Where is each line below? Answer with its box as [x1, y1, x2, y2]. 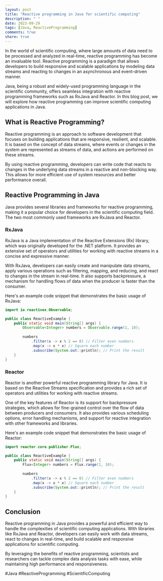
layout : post [5, 7, 32, 12]
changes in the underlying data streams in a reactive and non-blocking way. [5, 166, 157, 172]
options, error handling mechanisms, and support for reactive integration [5, 415, 151, 421]
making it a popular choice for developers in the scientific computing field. [5, 209, 154, 215]
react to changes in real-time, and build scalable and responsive [5, 536, 134, 542]
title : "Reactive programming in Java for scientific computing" [5, 12, 140, 17]
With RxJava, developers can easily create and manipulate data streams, [5, 262, 151, 269]
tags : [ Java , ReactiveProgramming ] [5, 25, 77, 30]
